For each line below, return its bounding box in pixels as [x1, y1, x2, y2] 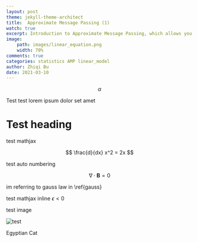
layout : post [6, 8, 39, 15]
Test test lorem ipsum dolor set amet [6, 97, 96, 104]
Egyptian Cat [6, 230, 38, 237]
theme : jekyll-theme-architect [6, 14, 84, 20]
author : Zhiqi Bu [6, 63, 49, 70]
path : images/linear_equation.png [17, 42, 102, 48]
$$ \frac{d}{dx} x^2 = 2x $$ [65, 149, 134, 156]
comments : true [6, 53, 44, 59]
